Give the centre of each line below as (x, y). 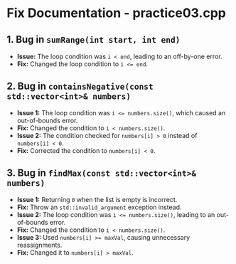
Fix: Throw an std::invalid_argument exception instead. (99, 207)
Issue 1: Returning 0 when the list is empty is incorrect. (97, 199)
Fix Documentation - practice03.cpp (117, 13)
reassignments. (39, 245)
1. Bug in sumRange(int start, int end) (93, 39)
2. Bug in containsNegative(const (80, 86)
